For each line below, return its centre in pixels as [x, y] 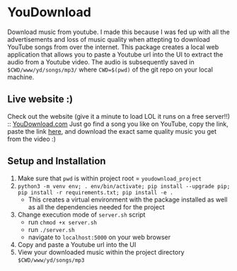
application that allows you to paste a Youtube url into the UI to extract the [115, 54]
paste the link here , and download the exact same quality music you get [112, 131]
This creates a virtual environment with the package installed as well [128, 200]
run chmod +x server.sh [63, 222]
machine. [21, 77]
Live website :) [40, 99]
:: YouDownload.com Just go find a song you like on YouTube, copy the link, [118, 124]
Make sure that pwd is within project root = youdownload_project [109, 178]
